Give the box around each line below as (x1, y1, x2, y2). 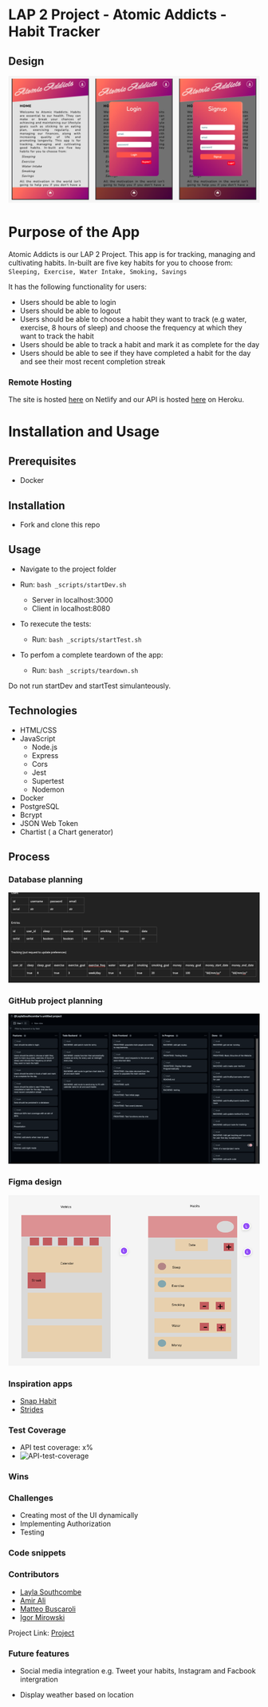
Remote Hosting (8, 377, 73, 388)
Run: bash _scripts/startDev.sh (19, 579, 127, 589)
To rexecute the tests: (19, 618, 92, 628)
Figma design (8, 1176, 62, 1187)
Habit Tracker (8, 22, 100, 41)
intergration (19, 1674, 58, 1684)
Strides (19, 1405, 44, 1414)
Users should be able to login (19, 297, 117, 306)
